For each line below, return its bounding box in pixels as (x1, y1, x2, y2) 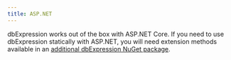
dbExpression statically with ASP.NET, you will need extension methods (7, 37, 217, 46)
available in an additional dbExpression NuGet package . (7, 44, 171, 53)
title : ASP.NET (7, 10, 53, 18)
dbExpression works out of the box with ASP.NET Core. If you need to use (7, 30, 225, 38)
